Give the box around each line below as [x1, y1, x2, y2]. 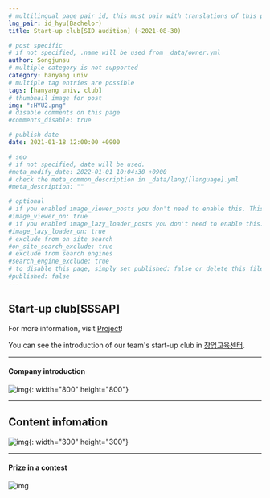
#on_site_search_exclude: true [8, 243, 113, 251]
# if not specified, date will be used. [8, 160, 146, 168]
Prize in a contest [8, 463, 68, 472]
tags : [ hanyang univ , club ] [8, 86, 103, 94]
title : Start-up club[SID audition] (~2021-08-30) [8, 27, 182, 35]
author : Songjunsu [8, 56, 70, 64]
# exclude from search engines [8, 250, 113, 258]
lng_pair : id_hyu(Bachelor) [8, 19, 103, 27]
